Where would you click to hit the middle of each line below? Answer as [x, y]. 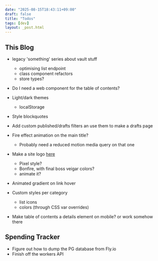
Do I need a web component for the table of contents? [66, 88]
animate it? [30, 174]
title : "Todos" [20, 18]
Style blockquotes [30, 116]
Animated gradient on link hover [44, 183]
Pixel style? [30, 163]
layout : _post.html [25, 28]
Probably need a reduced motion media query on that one [77, 144]
